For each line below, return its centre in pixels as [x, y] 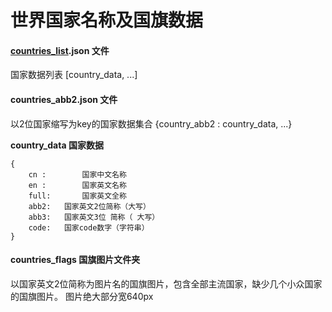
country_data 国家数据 [57, 145]
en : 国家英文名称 [77, 185]
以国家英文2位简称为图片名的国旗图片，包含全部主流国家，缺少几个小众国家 [166, 283]
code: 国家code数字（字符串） [89, 227]
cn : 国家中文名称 [77, 174]
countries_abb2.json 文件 [64, 99]
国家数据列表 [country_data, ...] [74, 75]
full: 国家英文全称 [77, 196]
